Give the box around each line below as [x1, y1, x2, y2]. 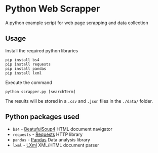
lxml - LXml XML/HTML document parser [12, 142, 100, 148]
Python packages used [5, 113, 80, 121]
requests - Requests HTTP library [12, 131, 83, 137]
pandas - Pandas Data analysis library [12, 136, 90, 142]
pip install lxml [5, 70, 42, 75]
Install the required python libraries [5, 47, 78, 53]
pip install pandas [5, 66, 47, 71]
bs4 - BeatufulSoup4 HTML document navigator [12, 126, 113, 132]
